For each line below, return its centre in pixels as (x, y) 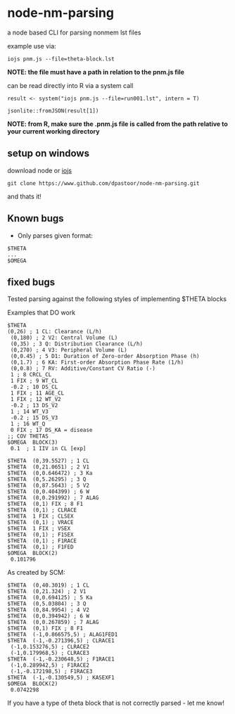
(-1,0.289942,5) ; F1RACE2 (50, 665)
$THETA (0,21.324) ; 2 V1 (47, 592)
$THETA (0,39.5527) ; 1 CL (49, 461)
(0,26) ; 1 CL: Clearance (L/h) (55, 332)
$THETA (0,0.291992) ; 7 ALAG (53, 498)
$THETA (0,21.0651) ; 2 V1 (49, 467)
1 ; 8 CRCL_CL (31, 375)
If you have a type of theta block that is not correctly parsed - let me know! (116, 703)
